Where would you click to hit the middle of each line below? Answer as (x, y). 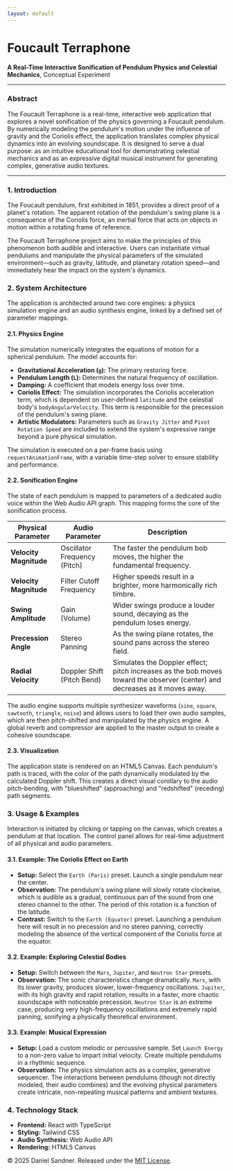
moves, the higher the (148, 557)
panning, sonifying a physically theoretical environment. (97, 1016)
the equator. (34, 941)
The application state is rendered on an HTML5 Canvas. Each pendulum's (112, 766)
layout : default (31, 14)
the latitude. (34, 912)
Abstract (23, 99)
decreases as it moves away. (159, 688)
